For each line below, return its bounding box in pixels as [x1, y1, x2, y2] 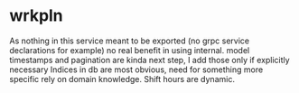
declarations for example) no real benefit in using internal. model [9, 44, 250, 55]
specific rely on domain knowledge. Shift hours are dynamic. [9, 73, 235, 84]
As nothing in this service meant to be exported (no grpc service [9, 35, 250, 46]
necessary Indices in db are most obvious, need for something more [9, 64, 264, 75]
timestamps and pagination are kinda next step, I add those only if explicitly [9, 54, 291, 65]
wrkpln [9, 5, 63, 26]
